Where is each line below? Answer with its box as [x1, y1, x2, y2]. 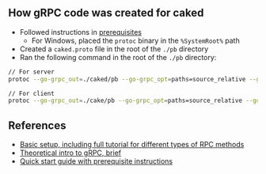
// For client [8, 89, 55, 97]
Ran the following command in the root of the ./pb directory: [19, 52, 217, 62]
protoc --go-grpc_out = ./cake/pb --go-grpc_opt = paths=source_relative [8, 96, 243, 105]
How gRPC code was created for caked [8, 6, 204, 20]
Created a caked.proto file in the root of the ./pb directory [19, 43, 209, 54]
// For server [8, 67, 55, 76]
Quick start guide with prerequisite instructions [19, 157, 173, 166]
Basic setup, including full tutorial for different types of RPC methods [19, 140, 245, 149]
